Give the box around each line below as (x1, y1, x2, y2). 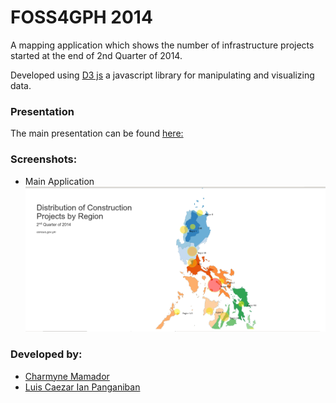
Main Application (24, 175, 95, 187)
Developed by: (10, 347, 83, 361)
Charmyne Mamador (24, 370, 110, 382)
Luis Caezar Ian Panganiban (24, 381, 141, 393)
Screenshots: (10, 152, 78, 166)
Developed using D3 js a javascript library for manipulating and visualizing (10, 69, 315, 81)
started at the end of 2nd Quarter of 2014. (10, 49, 183, 61)
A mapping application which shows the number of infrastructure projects (10, 39, 315, 51)
